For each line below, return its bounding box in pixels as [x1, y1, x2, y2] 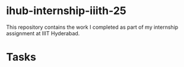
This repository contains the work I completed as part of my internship [6, 24, 179, 31]
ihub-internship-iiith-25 [6, 4, 126, 18]
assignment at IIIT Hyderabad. [6, 29, 80, 36]
